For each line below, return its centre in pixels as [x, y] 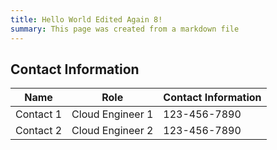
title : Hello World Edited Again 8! [86, 19]
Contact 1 [39, 114]
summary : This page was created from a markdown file [125, 29]
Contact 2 [39, 131]
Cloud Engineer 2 [112, 131]
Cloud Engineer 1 [112, 114]
